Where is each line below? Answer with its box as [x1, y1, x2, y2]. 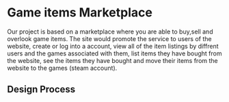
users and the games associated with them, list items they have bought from [7, 49, 222, 58]
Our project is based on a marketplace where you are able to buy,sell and [7, 27, 213, 36]
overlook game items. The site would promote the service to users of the [7, 34, 212, 42]
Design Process [7, 84, 76, 95]
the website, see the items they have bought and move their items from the [7, 56, 219, 64]
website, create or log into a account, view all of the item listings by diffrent [7, 42, 219, 50]
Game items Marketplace [7, 5, 152, 21]
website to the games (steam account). [7, 64, 118, 72]
